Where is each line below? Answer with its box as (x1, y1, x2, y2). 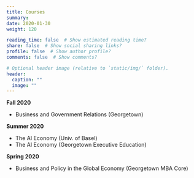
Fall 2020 (6, 99, 31, 106)
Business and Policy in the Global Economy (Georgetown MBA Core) (15, 165, 188, 172)
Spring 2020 (6, 153, 39, 160)
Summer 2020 (6, 123, 44, 130)
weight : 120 (6, 26, 37, 32)
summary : (6, 15, 29, 21)
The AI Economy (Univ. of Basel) (15, 135, 98, 142)
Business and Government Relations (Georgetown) (15, 111, 144, 118)
